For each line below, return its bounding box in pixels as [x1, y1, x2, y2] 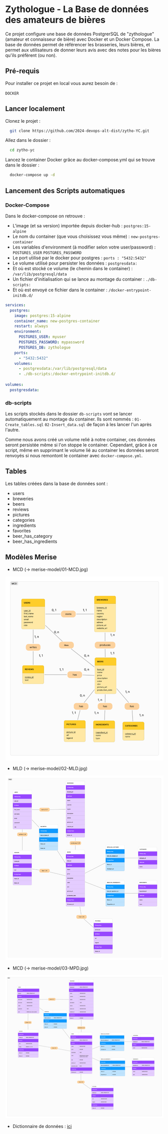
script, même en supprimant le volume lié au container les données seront [5, 447, 159, 453]
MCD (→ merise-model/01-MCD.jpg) [12, 566, 89, 572]
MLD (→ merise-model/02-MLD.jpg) [12, 765, 88, 771]
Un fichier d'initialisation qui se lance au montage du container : [12, 276, 145, 282]
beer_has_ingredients [12, 538, 57, 544]
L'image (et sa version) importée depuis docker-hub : [12, 222, 123, 228]
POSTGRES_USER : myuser [18, 335, 66, 340]
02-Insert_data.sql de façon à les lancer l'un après [44, 422, 152, 428]
